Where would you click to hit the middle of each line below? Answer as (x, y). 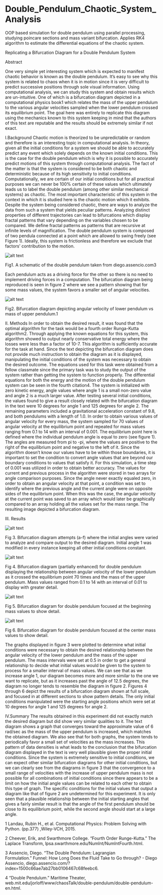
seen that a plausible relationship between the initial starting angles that (77, 799)
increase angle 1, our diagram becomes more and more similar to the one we (82, 676)
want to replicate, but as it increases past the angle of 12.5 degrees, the (77, 681)
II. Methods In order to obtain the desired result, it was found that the (74, 323)
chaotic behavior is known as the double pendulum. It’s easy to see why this (81, 76)
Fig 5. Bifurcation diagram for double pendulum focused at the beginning (78, 606)
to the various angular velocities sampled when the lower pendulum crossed (81, 107)
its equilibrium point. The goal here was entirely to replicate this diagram (77, 112)
